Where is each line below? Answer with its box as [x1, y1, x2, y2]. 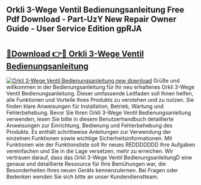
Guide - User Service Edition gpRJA [6, 24, 143, 34]
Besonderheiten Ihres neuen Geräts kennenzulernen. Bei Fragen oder [6, 167, 179, 174]
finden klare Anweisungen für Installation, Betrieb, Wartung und [6, 102, 164, 110]
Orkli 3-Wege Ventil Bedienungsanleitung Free [6, 5, 185, 15]
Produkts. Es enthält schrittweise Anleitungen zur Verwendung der [6, 128, 172, 135]
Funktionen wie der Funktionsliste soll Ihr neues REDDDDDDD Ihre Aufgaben [6, 141, 196, 148]
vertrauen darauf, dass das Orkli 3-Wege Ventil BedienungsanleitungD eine [6, 154, 193, 161]
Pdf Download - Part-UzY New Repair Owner [6, 14, 177, 25]
